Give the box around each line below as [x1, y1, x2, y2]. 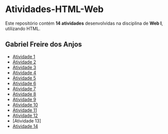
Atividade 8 [12, 91, 37, 97]
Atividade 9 [12, 96, 37, 102]
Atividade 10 [12, 102, 39, 108]
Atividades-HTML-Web [5, 4, 104, 15]
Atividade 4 [12, 70, 37, 76]
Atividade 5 [12, 75, 36, 81]
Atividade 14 [12, 123, 39, 129]
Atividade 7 [12, 86, 36, 92]
